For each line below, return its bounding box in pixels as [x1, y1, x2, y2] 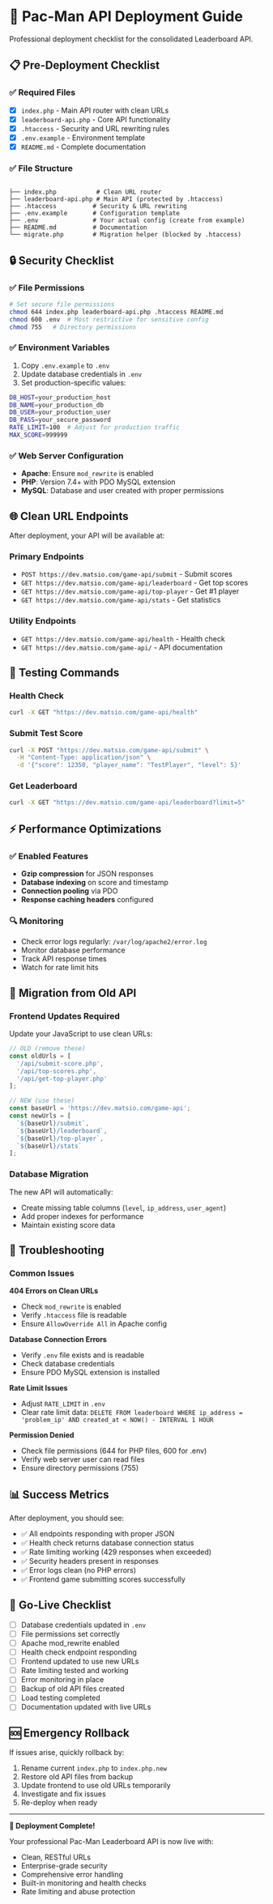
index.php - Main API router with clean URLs [20, 105, 169, 115]
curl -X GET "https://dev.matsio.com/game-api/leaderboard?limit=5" [9, 799, 245, 807]
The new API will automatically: [9, 1186, 113, 1197]
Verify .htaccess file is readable [20, 1310, 127, 1320]
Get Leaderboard [9, 781, 78, 792]
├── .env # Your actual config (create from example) [9, 216, 245, 225]
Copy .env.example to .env [20, 360, 110, 370]
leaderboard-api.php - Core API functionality [20, 114, 171, 124]
